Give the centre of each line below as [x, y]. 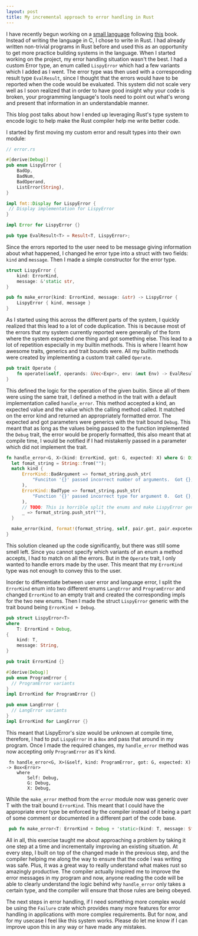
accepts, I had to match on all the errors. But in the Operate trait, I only [91, 558]
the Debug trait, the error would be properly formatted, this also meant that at [99, 434]
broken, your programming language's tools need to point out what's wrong [98, 97]
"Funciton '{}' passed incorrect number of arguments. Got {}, [113, 480]
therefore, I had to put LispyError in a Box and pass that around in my [90, 739]
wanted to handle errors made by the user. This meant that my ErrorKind [94, 564]
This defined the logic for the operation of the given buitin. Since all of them [98, 390]
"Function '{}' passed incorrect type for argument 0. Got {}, [113, 496]
